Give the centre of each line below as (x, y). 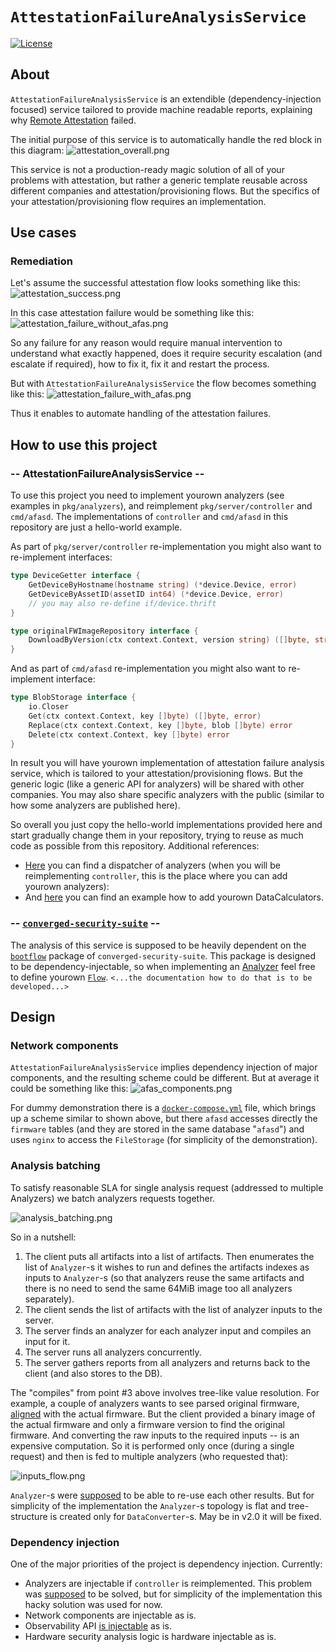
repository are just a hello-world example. (96, 527)
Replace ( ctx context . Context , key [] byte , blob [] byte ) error (160, 725)
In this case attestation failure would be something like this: (132, 313)
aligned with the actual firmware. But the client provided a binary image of (163, 1414)
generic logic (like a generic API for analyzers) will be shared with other (157, 784)
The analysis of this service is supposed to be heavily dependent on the (158, 945)
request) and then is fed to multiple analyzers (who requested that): (149, 1456)
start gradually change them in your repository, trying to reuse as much (157, 835)
